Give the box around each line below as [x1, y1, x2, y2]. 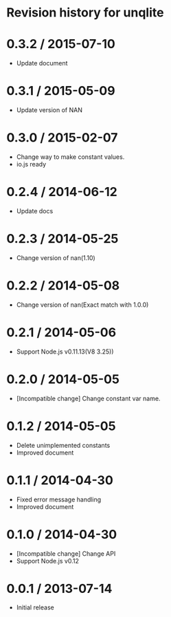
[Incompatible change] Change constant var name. [16, 394, 161, 402]
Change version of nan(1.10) [16, 253, 95, 262]
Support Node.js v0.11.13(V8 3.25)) [16, 347, 114, 356]
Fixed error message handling [16, 495, 102, 504]
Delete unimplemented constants [16, 441, 111, 449]
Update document [16, 59, 68, 67]
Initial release [16, 603, 54, 611]
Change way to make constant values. [16, 153, 125, 161]
